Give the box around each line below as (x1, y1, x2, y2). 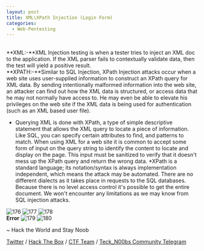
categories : (6, 20, 37, 26)
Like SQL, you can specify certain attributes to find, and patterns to (15, 132, 184, 139)
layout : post (6, 9, 40, 15)
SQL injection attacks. (15, 196, 71, 204)
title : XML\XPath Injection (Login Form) (6, 15, 113, 21)
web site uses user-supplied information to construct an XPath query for (6, 75, 188, 82)
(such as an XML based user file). (6, 107, 91, 114)
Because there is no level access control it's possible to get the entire (15, 184, 190, 191)
